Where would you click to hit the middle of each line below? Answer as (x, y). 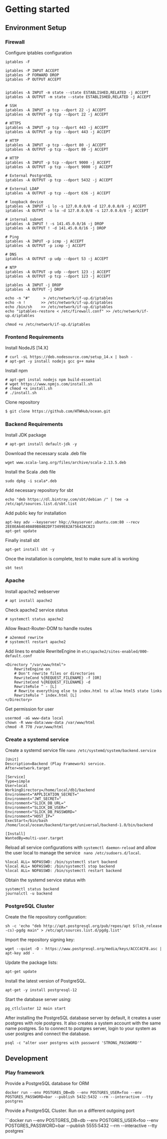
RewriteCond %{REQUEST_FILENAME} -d (52, 682)
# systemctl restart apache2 (35, 642)
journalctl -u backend (29, 893)
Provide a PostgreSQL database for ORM (47, 1083)
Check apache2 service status (37, 610)
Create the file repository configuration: (46, 917)
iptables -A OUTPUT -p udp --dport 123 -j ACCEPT (58, 272)
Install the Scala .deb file (30, 472)
